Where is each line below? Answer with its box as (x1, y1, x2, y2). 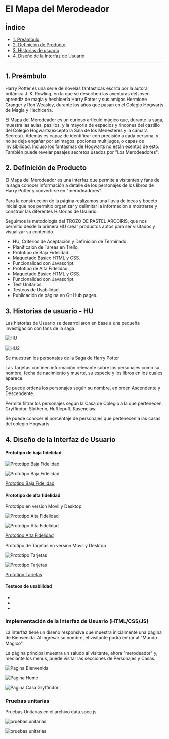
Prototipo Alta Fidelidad (5, 532, 54, 538)
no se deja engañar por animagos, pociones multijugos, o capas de (5, 138, 144, 144)
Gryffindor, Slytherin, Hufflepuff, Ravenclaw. (5, 406, 97, 412)
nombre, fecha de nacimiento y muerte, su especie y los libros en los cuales (5, 370, 163, 376)
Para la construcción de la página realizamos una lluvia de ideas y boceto (5, 198, 157, 204)
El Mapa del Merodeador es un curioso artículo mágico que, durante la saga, (5, 117, 164, 123)
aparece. (5, 375, 24, 381)
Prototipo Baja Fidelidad (5, 480, 55, 486)
